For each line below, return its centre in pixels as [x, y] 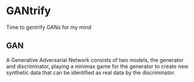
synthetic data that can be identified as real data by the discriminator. [91, 73]
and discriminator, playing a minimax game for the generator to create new [97, 66]
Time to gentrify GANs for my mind [49, 27]
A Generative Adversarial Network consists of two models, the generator [95, 60]
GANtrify [29, 11]
